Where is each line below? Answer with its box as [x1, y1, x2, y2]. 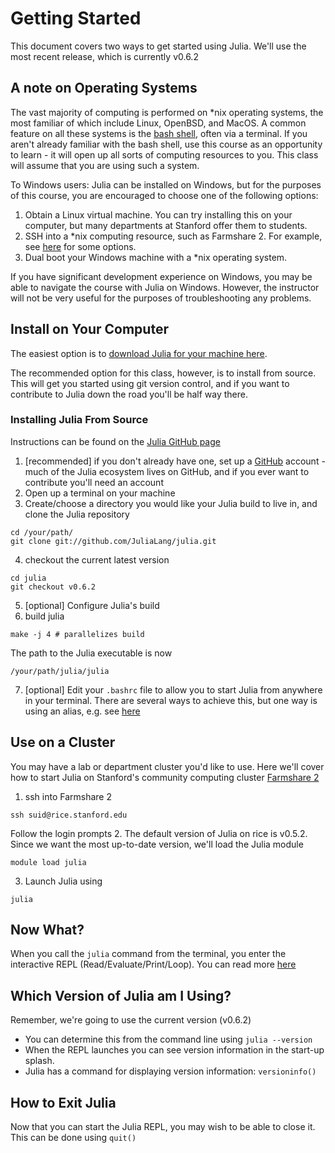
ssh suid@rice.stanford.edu [10, 810, 128, 820]
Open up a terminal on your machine [24, 487, 176, 499]
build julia [24, 610, 65, 622]
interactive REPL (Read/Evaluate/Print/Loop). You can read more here [10, 958, 297, 971]
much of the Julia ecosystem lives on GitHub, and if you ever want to [24, 465, 310, 477]
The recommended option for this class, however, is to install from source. [10, 367, 317, 379]
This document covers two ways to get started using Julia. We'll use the [10, 40, 307, 52]
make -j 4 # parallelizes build [10, 629, 145, 639]
